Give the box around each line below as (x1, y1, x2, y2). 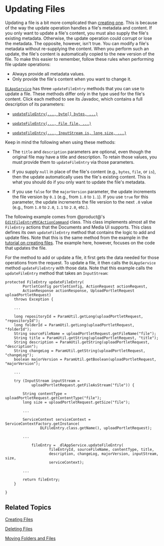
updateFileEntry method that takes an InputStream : (5, 270, 109, 276)
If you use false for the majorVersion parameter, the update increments (12, 188, 156, 194)
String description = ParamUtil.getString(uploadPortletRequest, (14, 339, 150, 344)
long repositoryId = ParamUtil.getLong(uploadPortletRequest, (14, 314, 143, 319)
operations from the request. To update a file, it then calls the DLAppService (5, 260, 156, 265)
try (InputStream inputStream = (14, 378, 80, 383)
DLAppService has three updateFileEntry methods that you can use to (5, 85, 144, 91)
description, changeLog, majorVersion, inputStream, (48, 451, 159, 456)
